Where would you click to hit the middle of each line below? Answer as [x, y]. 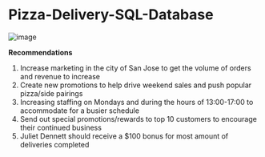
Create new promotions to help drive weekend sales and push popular [136, 85]
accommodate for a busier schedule [80, 111]
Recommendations [40, 52]
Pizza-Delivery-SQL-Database [111, 15]
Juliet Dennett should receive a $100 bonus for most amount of [124, 136]
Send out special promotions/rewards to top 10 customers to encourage [139, 119]
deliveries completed [54, 144]
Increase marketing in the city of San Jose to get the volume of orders [135, 68]
